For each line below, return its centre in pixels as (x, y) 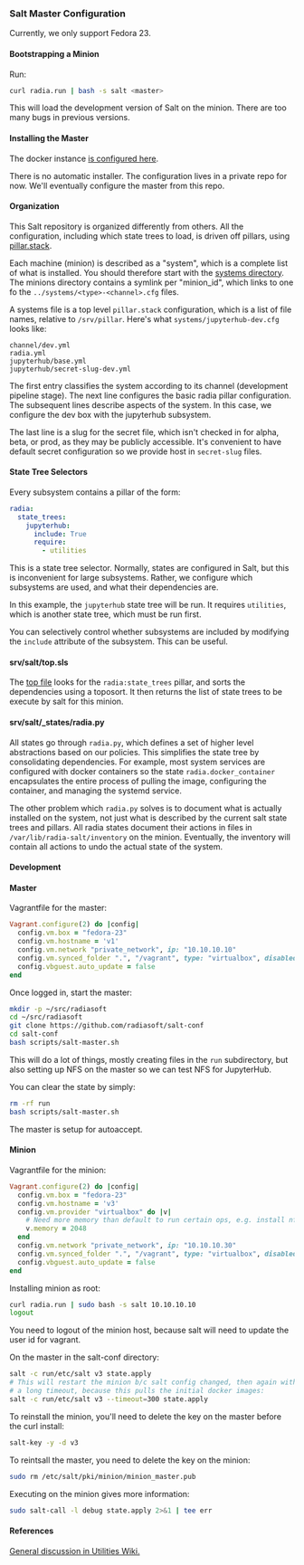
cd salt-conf (34, 1034)
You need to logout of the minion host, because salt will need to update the (149, 1330)
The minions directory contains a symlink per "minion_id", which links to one (152, 282)
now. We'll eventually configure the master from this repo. (117, 185)
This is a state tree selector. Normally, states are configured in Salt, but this (149, 568)
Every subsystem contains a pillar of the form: (95, 492)
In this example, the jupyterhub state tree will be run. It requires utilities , (148, 605)
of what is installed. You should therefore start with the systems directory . (147, 272)
